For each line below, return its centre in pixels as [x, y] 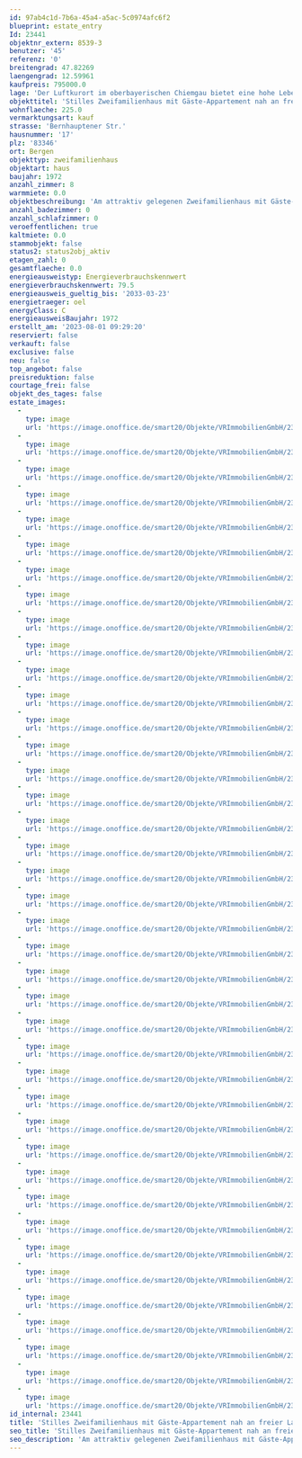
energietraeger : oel [48, 302]
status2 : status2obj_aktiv [60, 252]
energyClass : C [38, 310]
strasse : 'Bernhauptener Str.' [68, 127]
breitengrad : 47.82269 [52, 68]
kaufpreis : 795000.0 [48, 85]
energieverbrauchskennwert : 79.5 [72, 285]
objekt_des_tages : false [56, 394]
